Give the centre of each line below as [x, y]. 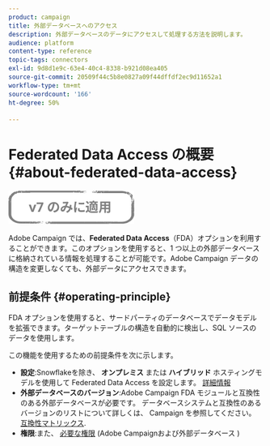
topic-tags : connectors [49, 60]
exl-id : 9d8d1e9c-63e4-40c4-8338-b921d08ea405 [88, 69]
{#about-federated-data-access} [123, 172]
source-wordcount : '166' [50, 94]
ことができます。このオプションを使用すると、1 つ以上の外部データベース [137, 248]
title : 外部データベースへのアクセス [63, 26]
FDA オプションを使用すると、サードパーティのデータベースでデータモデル [133, 317]
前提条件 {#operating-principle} [90, 296]
